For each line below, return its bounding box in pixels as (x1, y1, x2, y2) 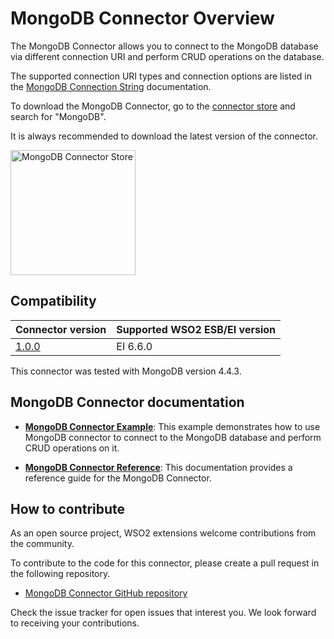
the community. (10, 538, 75, 550)
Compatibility (10, 293, 97, 310)
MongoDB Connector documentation (10, 394, 245, 411)
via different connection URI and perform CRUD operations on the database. (10, 50, 325, 62)
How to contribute (10, 500, 126, 517)
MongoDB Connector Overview (10, 7, 275, 30)
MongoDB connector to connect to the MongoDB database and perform (24, 431, 322, 443)
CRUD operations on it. (24, 442, 120, 454)
